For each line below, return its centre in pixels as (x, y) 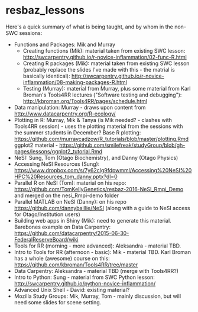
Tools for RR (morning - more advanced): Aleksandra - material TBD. (98, 246)
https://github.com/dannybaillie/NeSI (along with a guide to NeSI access (102, 208)
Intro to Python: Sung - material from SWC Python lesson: (84, 277)
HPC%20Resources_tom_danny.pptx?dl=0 (66, 176)
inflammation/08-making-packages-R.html (75, 82)
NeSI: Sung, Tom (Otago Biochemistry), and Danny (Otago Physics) (96, 157)
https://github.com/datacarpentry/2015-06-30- (72, 233)
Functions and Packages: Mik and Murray (65, 44)
